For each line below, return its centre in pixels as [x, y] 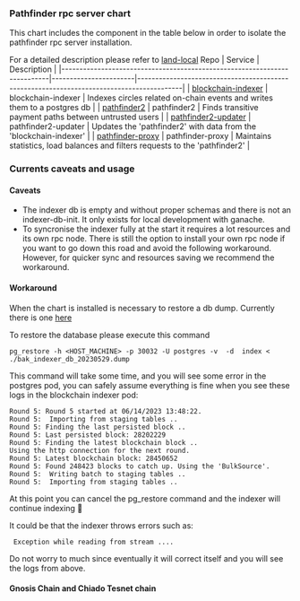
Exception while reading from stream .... [94, 542]
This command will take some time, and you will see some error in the [138, 376]
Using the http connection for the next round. [100, 450]
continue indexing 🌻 [46, 508]
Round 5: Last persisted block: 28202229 [88, 435]
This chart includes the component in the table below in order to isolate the [148, 33]
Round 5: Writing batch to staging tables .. [98, 474]
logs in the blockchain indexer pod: [74, 395]
